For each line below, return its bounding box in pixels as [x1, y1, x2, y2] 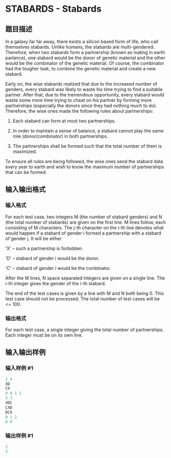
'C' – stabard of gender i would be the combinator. [5, 265, 111, 271]
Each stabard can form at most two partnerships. [12, 118, 116, 124]
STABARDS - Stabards [5, 3, 102, 15]
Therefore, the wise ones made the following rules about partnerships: [5, 108, 154, 114]
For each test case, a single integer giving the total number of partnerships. [5, 326, 164, 333]
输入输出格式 [5, 185, 46, 194]
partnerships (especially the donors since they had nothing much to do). [5, 103, 157, 109]
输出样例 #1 [5, 432, 33, 439]
